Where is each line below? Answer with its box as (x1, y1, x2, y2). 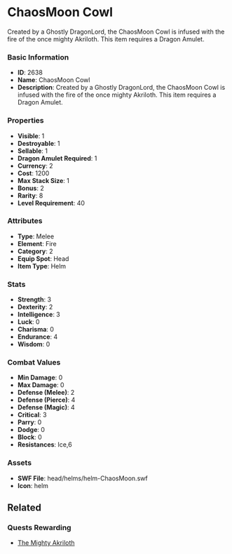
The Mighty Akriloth (17, 539, 75, 547)
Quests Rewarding (7, 523, 71, 533)
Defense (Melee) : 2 (17, 389, 75, 397)
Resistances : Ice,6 (17, 440, 72, 449)
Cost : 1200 (17, 169, 50, 177)
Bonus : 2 (17, 184, 44, 192)
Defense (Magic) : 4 (17, 403, 75, 412)
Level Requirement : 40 (17, 198, 86, 207)
